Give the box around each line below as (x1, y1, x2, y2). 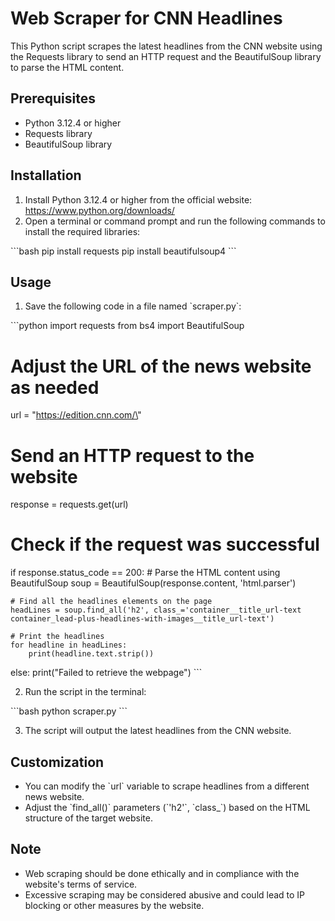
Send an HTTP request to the (10, 444, 255, 467)
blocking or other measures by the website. (24, 899, 205, 911)
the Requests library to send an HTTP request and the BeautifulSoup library (10, 50, 322, 62)
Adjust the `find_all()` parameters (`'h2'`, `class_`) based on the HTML (24, 802, 311, 813)
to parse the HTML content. (10, 61, 125, 73)
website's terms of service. (24, 878, 138, 890)
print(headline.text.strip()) (28, 649, 155, 659)
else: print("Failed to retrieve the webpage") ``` (10, 667, 203, 679)
